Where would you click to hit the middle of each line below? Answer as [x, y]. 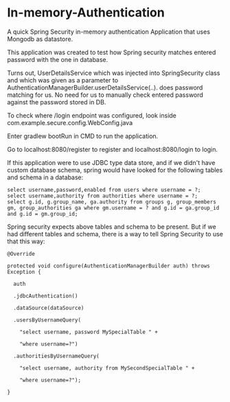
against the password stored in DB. [57, 102]
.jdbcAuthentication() [46, 296]
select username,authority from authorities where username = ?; [102, 196]
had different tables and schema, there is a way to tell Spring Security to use [115, 234]
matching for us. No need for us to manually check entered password [105, 95]
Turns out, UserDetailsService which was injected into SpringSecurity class [114, 73]
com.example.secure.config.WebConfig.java [70, 122]
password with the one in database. [58, 59]
